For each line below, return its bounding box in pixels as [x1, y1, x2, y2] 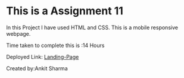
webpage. [6, 30, 31, 37]
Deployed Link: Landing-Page [6, 53, 79, 60]
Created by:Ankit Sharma [6, 64, 68, 72]
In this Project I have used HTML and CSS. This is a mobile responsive [6, 24, 179, 31]
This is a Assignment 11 [6, 4, 124, 18]
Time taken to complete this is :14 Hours [6, 42, 105, 49]
